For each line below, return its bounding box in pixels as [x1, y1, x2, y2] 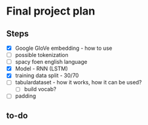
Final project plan [6, 4, 96, 18]
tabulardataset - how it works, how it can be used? [15, 79, 142, 86]
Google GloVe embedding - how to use [15, 44, 112, 52]
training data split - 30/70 [15, 72, 79, 79]
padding [15, 92, 36, 100]
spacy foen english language [15, 58, 88, 66]
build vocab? [24, 86, 56, 93]
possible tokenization [15, 52, 69, 59]
